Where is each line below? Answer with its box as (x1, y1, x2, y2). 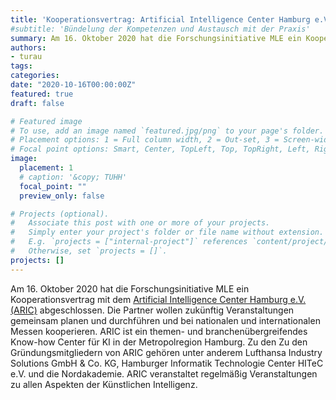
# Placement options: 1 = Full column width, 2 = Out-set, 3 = (10, 135, 280, 145)
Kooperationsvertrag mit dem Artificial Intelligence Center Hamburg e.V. (10, 293, 307, 305)
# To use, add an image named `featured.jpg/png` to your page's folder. (10, 126, 325, 136)
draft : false (10, 98, 65, 108)
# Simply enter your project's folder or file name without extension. (10, 227, 325, 238)
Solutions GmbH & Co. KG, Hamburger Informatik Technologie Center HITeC (10, 357, 324, 369)
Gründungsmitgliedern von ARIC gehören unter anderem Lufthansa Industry (10, 346, 323, 358)
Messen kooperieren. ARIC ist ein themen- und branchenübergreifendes (10, 325, 308, 337)
